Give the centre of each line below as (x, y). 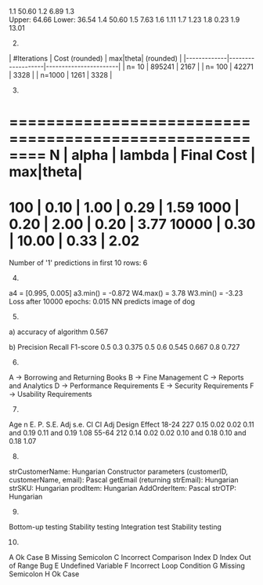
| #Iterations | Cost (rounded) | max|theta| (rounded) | (95, 58)
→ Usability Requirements (50, 394)
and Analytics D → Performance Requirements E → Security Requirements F (131, 386)
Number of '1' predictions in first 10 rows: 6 (78, 263)
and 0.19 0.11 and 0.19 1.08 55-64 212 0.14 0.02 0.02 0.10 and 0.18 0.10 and (128, 433)
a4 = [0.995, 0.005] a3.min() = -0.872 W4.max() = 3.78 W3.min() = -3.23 (126, 293)
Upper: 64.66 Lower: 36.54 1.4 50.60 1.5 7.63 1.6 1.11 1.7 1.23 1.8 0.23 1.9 (124, 20)
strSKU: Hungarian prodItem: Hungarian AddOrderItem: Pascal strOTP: (123, 489)
